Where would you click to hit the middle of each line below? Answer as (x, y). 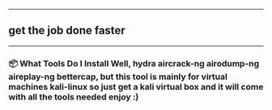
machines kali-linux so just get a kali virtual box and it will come (136, 87)
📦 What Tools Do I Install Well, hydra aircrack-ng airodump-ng (134, 63)
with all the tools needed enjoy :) (74, 96)
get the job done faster (67, 30)
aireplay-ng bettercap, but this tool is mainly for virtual (118, 76)
